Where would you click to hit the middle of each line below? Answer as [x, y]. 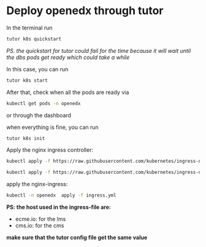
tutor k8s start [27, 80]
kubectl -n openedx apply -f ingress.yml [61, 195]
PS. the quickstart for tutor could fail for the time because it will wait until [99, 50]
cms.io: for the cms [40, 225]
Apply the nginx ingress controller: [50, 150]
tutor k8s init [26, 138]
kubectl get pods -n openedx [44, 103]
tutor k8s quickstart [34, 39]
